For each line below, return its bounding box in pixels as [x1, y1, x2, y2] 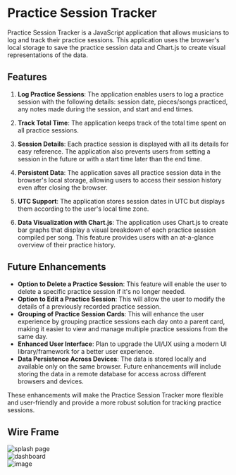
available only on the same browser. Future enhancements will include [17, 362, 222, 371]
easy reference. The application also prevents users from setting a [17, 147, 211, 156]
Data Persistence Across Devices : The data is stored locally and [17, 354, 206, 363]
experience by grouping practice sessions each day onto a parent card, [17, 317, 225, 326]
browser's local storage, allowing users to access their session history [17, 175, 222, 184]
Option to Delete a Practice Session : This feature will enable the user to [17, 280, 228, 288]
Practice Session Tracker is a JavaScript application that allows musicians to [7, 28, 230, 37]
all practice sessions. [17, 125, 79, 135]
